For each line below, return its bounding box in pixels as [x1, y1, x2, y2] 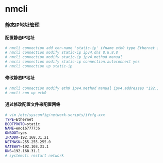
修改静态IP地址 [5, 75, 35, 81]
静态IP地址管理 [5, 22, 40, 29]
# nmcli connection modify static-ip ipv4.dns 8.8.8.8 [5, 50, 118, 55]
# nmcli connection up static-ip [5, 64, 73, 68]
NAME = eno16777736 [5, 126, 40, 131]
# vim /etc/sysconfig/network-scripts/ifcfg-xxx [5, 113, 105, 117]
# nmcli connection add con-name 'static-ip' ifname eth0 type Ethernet [5, 46, 155, 50]
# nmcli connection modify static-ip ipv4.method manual [5, 55, 123, 60]
